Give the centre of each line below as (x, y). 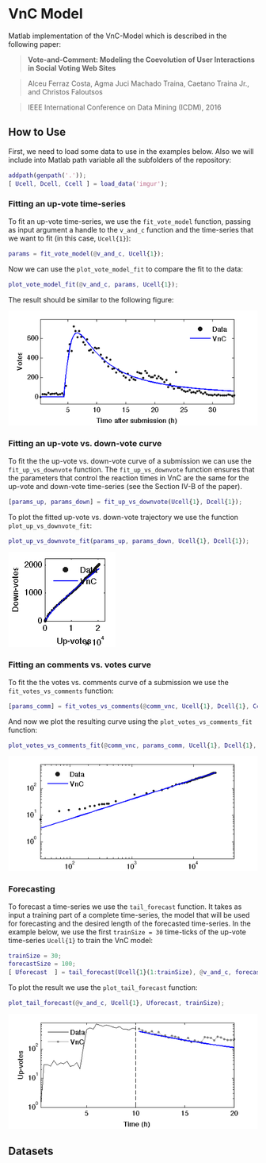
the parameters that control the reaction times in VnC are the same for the (129, 478)
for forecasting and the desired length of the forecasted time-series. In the (129, 923)
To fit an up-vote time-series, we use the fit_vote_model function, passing (130, 221)
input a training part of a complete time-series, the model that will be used (129, 915)
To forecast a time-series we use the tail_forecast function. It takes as (125, 907)
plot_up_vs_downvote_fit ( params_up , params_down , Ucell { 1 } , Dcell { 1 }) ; (129, 541)
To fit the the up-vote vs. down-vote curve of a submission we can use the (130, 460)
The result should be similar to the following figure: (91, 299)
